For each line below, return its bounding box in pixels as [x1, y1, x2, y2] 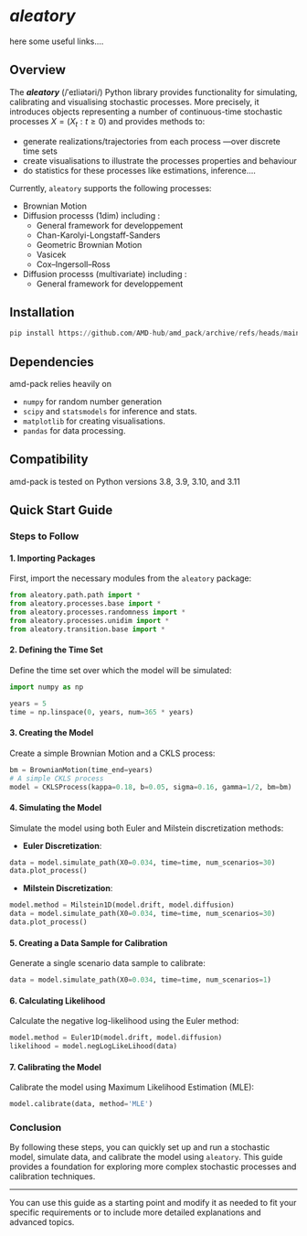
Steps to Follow [9, 530, 79, 543]
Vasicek [36, 249, 67, 260]
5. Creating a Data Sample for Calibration [9, 937, 168, 948]
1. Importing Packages [9, 553, 96, 564]
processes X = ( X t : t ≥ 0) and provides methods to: [9, 115, 206, 129]
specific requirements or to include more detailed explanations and [9, 1207, 262, 1218]
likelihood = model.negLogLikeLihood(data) [9, 1042, 178, 1051]
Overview [9, 62, 67, 78]
